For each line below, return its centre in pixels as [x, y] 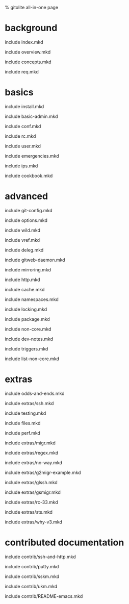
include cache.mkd [25, 289]
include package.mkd [28, 319]
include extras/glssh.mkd [31, 482]
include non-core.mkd [28, 329]
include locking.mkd [26, 309]
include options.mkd [26, 220]
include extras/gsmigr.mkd [33, 492]
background [31, 28]
